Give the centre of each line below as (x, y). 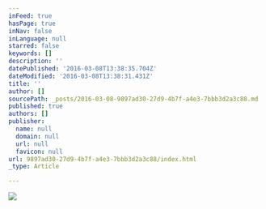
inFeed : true (30, 16)
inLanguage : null (38, 38)
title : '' (25, 83)
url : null (32, 144)
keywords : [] (30, 53)
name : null (34, 129)
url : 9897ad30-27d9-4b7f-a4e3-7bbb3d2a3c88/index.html (103, 159)
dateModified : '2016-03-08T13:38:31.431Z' (81, 76)
